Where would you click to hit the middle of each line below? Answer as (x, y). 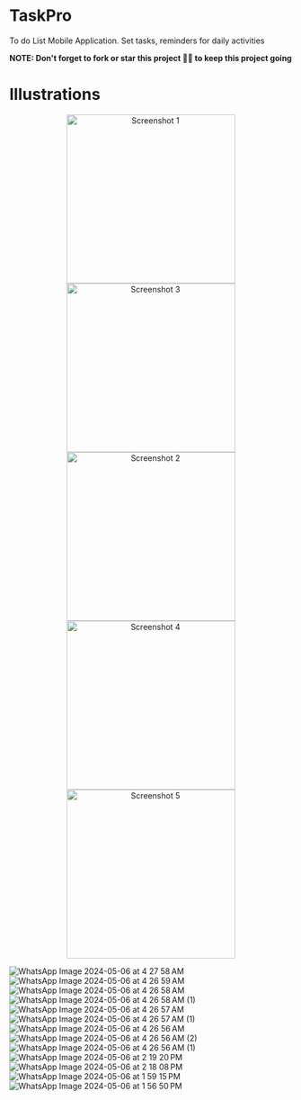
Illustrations (55, 95)
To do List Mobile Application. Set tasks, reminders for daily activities (137, 41)
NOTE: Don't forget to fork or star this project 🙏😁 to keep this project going (150, 58)
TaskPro (40, 16)
